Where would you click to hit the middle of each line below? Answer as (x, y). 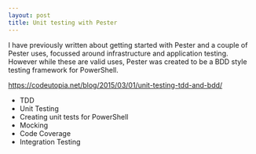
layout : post (29, 15)
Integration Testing (50, 141)
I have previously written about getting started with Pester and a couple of (128, 45)
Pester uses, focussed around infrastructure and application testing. (119, 53)
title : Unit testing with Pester (63, 23)
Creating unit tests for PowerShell (74, 116)
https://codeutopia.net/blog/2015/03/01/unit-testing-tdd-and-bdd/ (115, 85)
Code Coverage (45, 133)
